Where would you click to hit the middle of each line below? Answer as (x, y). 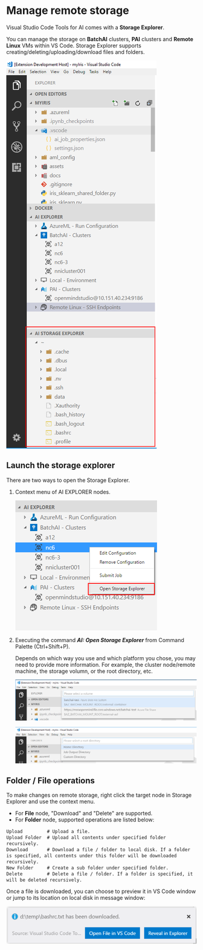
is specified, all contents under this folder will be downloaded (92, 856)
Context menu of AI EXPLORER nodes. (63, 492)
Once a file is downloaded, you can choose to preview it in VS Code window (101, 891)
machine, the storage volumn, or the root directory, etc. (84, 671)
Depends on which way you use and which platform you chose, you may (105, 658)
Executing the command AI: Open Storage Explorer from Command (99, 640)
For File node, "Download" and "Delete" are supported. (84, 814)
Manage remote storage (68, 11)
